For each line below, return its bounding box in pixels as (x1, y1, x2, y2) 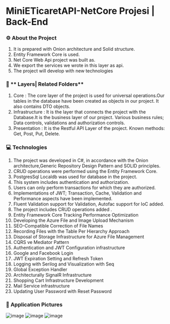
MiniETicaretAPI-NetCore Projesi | (6, 5, 155, 17)
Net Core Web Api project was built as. (13, 57, 96, 63)
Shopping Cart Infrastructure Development (13, 277, 104, 283)
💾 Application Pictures (6, 301, 63, 308)
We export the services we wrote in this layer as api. (13, 62, 124, 69)
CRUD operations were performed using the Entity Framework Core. (13, 168, 158, 175)
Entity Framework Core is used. (13, 51, 80, 58)
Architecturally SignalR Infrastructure (13, 272, 92, 278)
